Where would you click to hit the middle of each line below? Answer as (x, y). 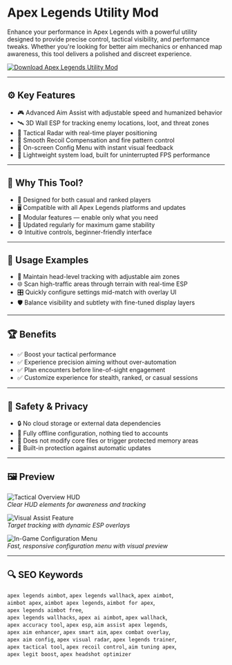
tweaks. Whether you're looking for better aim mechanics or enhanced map (115, 46)
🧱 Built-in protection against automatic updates (84, 448)
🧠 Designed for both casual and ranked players (84, 200)
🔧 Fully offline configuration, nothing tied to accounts (93, 433)
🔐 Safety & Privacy (48, 406)
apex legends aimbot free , (45, 610)
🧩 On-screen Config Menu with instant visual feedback (95, 147)
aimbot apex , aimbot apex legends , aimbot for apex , (81, 602)
